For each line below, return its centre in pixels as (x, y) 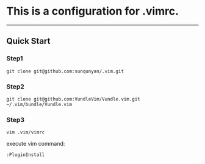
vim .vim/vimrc (26, 132)
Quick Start (28, 41)
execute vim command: (36, 144)
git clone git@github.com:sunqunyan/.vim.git (65, 71)
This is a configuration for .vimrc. (92, 11)
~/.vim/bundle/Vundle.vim (39, 104)
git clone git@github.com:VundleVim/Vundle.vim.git (73, 99)
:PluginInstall (26, 155)
